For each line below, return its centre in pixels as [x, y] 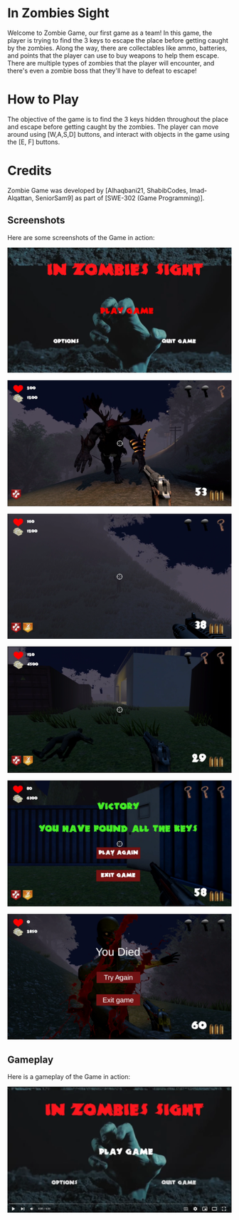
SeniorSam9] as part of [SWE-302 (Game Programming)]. [120, 198]
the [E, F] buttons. [34, 142]
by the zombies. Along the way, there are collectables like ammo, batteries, [117, 48]
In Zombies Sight [58, 13]
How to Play [43, 99]
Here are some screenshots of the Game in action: [81, 237]
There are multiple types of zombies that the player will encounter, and [111, 63]
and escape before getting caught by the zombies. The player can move [113, 127]
